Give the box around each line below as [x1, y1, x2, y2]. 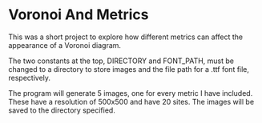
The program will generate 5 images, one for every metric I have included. [8, 88, 253, 97]
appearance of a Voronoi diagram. [8, 40, 122, 50]
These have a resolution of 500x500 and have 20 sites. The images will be [8, 97, 255, 106]
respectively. [8, 73, 50, 82]
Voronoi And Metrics [8, 6, 149, 24]
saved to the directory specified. [8, 105, 116, 115]
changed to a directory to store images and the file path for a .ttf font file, [8, 64, 250, 73]
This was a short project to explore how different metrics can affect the [8, 32, 244, 42]
